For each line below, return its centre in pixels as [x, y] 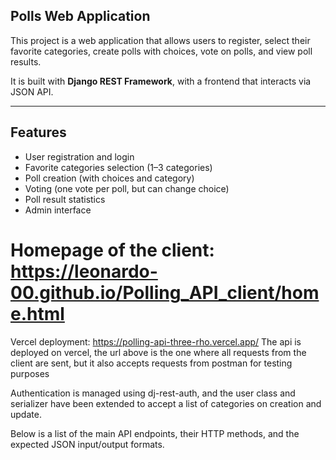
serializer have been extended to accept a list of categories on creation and [166, 403]
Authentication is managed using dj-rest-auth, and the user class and [153, 393]
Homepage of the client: [112, 250]
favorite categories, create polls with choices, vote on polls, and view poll [161, 51]
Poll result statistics [65, 199]
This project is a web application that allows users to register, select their [160, 40]
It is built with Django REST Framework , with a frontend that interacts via [161, 81]
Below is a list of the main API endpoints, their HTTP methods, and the [155, 433]
